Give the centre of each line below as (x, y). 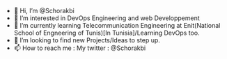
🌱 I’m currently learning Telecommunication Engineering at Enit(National (117, 25)
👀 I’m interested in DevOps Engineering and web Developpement (107, 18)
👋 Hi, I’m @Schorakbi (44, 11)
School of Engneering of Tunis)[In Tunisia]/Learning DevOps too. (107, 33)
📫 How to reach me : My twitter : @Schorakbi (80, 48)
